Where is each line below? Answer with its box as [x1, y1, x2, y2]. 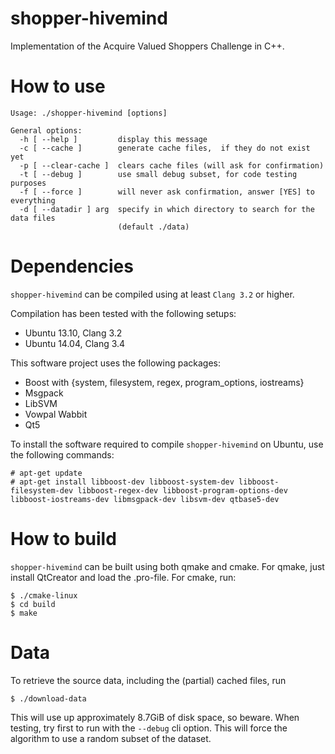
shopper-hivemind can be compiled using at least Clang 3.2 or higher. [10, 288, 295, 300]
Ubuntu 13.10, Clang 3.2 [24, 327, 123, 339]
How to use [10, 75, 106, 98]
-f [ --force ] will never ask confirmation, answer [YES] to [19, 187, 315, 197]
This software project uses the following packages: [10, 357, 221, 369]
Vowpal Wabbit [24, 408, 88, 420]
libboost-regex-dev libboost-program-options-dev [77, 485, 288, 496]
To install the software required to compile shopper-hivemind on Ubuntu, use [10, 438, 324, 450]
